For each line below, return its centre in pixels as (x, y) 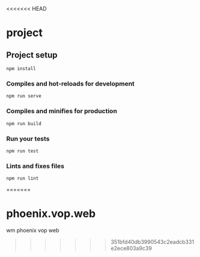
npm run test (23, 151)
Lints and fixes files (35, 166)
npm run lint (23, 179)
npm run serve (24, 96)
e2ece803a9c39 (131, 249)
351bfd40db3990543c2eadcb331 (152, 242)
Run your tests (28, 138)
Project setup (32, 55)
